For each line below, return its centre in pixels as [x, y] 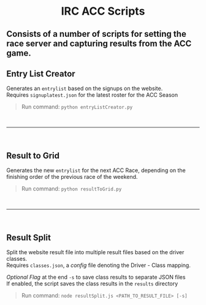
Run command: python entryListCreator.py [77, 107]
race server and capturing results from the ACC [99, 43]
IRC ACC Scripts [103, 11]
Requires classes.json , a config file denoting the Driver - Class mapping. [99, 265]
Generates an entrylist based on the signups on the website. [85, 88]
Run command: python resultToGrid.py [71, 189]
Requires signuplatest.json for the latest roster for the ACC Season [92, 95]
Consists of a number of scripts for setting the [97, 34]
